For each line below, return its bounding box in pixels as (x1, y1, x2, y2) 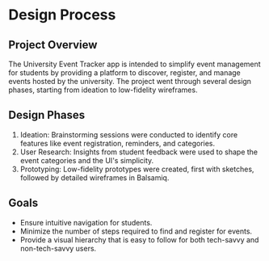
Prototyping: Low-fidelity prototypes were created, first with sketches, (19, 164, 254, 174)
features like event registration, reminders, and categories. (19, 138, 216, 148)
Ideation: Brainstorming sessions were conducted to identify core (19, 129, 238, 139)
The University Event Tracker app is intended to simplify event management (8, 59, 261, 69)
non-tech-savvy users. (19, 243, 97, 253)
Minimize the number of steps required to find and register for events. (19, 226, 253, 236)
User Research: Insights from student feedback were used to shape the (19, 147, 258, 157)
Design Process (8, 6, 116, 24)
